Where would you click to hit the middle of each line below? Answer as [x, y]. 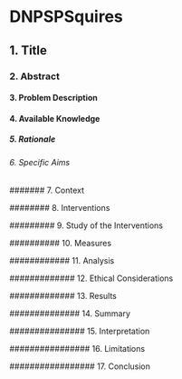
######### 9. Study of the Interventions [86, 225]
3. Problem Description [53, 98]
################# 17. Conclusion [80, 366]
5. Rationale [33, 139]
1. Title [29, 50]
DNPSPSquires [67, 17]
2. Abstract [35, 76]
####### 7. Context [47, 190]
